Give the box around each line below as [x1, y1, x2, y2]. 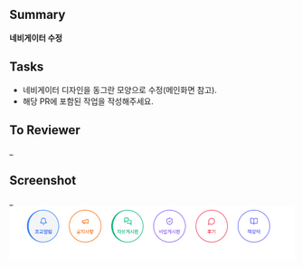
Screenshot [9, 172, 77, 188]
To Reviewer [9, 122, 81, 138]
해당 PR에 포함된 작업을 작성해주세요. [22, 95, 154, 107]
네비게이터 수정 [9, 32, 63, 43]
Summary [9, 7, 66, 23]
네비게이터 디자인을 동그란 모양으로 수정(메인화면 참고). [22, 84, 217, 95]
